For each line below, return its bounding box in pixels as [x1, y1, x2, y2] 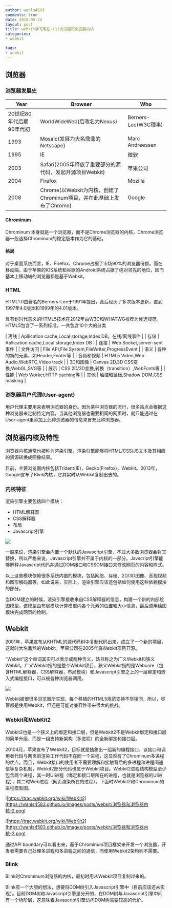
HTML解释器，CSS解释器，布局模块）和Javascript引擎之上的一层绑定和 [9, 669, 161, 675]
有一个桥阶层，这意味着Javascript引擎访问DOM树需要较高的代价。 [5, 897, 146, 903]
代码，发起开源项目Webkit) [40, 169, 105, 176]
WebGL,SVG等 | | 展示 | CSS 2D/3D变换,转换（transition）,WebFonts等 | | [11, 365, 165, 372]
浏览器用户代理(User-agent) [5, 391, 75, 398]
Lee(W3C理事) [127, 121, 163, 128]
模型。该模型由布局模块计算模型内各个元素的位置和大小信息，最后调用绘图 [9, 603, 167, 609]
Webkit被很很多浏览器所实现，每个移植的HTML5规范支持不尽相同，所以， [5, 696, 161, 702]
